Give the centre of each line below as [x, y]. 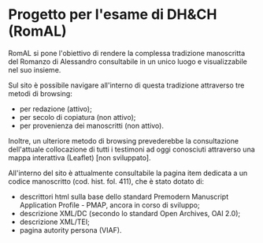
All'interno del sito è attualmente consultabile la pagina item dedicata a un [128, 173]
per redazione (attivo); [56, 109]
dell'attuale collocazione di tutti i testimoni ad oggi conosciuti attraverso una [132, 149]
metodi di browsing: [40, 93]
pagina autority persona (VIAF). [70, 230]
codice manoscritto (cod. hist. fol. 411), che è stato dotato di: [106, 181]
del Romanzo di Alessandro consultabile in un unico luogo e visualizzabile [128, 62]
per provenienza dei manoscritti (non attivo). [91, 125]
